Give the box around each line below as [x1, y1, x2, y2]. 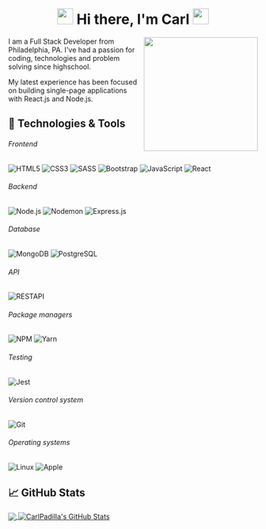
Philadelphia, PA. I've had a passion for [8, 44, 135, 55]
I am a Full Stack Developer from [8, 36, 115, 46]
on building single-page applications [8, 86, 127, 95]
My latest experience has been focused [8, 77, 137, 86]
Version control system [8, 395, 84, 405]
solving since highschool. [8, 62, 91, 71]
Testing [8, 352, 33, 362]
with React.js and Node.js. [8, 93, 93, 103]
